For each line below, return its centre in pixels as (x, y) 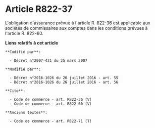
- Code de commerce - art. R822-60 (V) (51, 104)
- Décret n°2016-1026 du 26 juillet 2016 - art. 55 (64, 78)
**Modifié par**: (23, 69)
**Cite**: (15, 91)
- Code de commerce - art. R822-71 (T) (51, 121)
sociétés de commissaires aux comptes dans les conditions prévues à (77, 28)
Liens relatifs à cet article (32, 43)
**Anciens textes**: (26, 112)
